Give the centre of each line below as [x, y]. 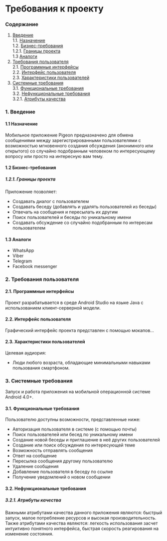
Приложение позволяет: [31, 192]
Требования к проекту [54, 9]
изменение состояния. [29, 533]
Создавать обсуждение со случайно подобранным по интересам [83, 222]
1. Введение [20, 112]
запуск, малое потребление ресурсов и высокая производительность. [81, 517]
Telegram [22, 261]
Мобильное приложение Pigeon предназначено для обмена [69, 135]
